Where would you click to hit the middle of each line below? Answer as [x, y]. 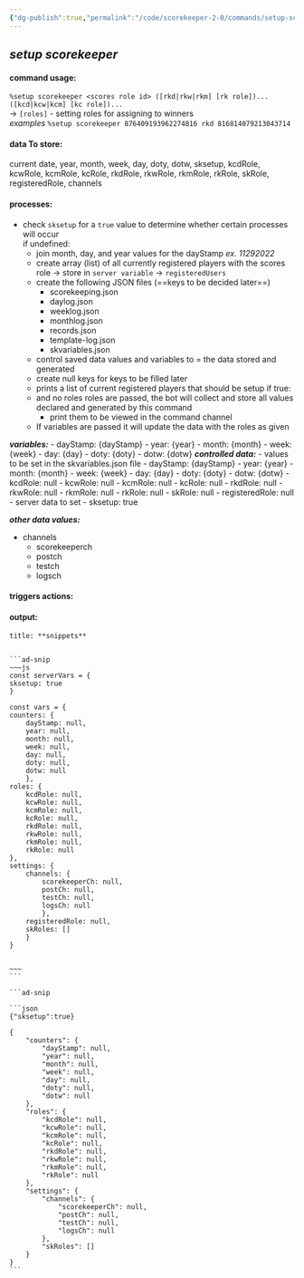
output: [24, 616]
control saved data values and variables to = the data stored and [156, 359]
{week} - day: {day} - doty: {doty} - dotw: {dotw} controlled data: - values [149, 453]
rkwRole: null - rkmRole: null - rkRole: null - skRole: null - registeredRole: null [152, 492]
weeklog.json [74, 311]
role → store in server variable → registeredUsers [131, 272]
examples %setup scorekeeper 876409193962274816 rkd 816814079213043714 [150, 123]
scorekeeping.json [84, 292]
